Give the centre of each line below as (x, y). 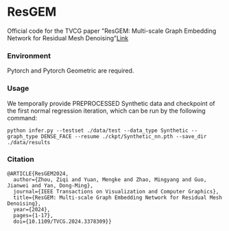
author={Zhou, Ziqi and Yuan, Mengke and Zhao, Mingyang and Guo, (110, 179)
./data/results (29, 142)
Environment (29, 55)
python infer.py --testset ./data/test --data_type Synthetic (98, 131)
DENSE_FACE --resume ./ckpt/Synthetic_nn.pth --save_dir (124, 136)
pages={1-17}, (33, 215)
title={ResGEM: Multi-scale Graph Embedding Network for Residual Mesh (118, 198)
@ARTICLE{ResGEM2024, (38, 174)
